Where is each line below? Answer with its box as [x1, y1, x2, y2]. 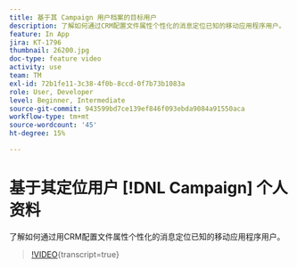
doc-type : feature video [9, 54, 102, 63]
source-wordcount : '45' [9, 121, 98, 130]
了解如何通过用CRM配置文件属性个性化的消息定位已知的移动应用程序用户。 [9, 231, 285, 241]
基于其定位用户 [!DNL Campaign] [9, 178, 253, 199]
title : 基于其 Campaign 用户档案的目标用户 [9, 12, 158, 22]
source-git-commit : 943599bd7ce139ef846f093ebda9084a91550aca [9, 104, 245, 113]
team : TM [9, 71, 42, 80]
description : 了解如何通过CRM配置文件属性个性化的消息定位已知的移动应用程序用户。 [9, 21, 286, 30]
